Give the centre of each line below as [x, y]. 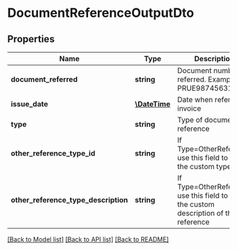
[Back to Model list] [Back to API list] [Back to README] [88, 239]
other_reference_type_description [69, 200]
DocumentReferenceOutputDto [101, 13]
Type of [190, 120]
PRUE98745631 [205, 88]
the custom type [204, 167]
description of [201, 213]
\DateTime [153, 104]
